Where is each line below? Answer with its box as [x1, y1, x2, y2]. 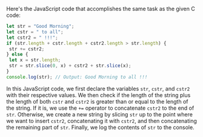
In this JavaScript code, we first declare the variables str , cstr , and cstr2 [6, 85, 190, 92]
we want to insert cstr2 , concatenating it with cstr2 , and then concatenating [6, 117, 197, 124]
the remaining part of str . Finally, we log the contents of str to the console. [6, 124, 195, 131]
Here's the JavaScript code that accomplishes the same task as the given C [6, 5, 195, 12]
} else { [6, 52, 28, 58]
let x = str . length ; [8, 57, 61, 63]
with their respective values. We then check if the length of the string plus [6, 91, 191, 99]
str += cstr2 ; [8, 45, 45, 52]
